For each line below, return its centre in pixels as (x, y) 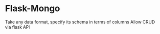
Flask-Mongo (33, 8)
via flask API (18, 27)
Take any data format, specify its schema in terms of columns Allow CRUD (80, 22)
